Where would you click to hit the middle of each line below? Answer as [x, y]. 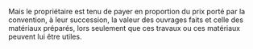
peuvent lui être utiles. [45, 36]
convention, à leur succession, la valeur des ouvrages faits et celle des [126, 20]
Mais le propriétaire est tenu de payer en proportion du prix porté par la [127, 11]
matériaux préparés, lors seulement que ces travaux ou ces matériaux [124, 28]
